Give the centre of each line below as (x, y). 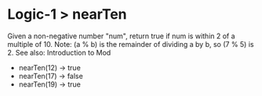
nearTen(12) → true (50, 67)
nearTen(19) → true (50, 84)
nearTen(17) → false (51, 76)
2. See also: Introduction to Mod (59, 52)
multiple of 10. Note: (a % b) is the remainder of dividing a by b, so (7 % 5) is (131, 44)
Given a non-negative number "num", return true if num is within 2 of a (122, 36)
